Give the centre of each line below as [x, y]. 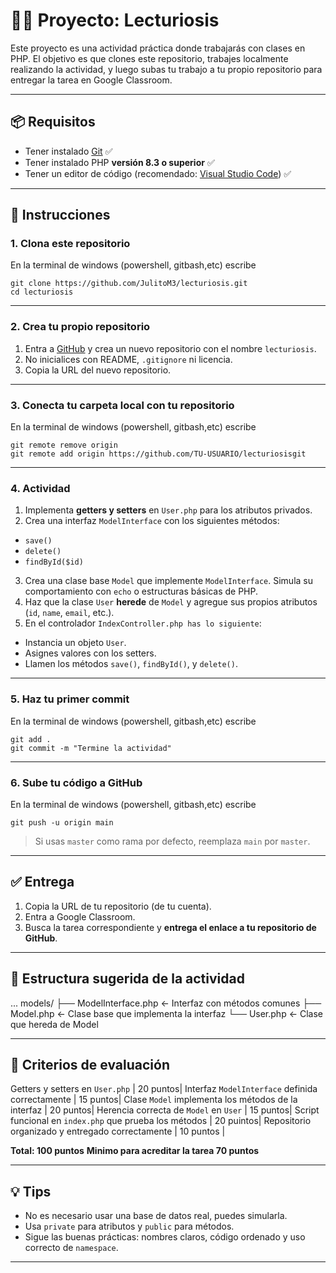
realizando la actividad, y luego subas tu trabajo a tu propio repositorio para [166, 69]
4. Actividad [40, 488]
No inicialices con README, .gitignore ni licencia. [128, 359]
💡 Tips [31, 1191]
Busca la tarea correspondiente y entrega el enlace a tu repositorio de [170, 927]
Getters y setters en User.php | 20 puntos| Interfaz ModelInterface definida [164, 1089]
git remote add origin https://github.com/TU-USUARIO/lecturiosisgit [158, 454]
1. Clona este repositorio [70, 244]
